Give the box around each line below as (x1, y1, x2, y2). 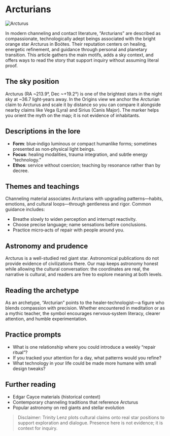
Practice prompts (5, 330, 61, 339)
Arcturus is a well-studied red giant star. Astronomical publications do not (5, 255, 159, 261)
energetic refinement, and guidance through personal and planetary (5, 46, 147, 52)
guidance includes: (5, 207, 45, 213)
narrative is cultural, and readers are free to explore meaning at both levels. (5, 272, 163, 278)
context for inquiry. (17, 425, 58, 431)
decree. (12, 167, 29, 174)
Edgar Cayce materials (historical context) (12, 393, 100, 399)
